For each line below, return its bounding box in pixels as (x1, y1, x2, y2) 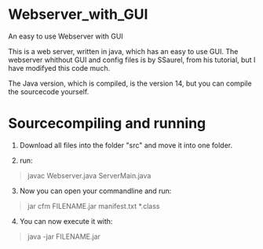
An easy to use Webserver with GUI (8, 31, 123, 41)
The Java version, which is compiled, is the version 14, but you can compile (8, 79, 253, 88)
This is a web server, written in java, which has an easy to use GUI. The (8, 46, 239, 56)
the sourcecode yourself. (8, 86, 89, 96)
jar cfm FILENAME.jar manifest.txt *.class (27, 201, 160, 211)
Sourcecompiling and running (8, 115, 206, 133)
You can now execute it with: (19, 216, 113, 225)
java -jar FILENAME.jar (27, 232, 100, 241)
